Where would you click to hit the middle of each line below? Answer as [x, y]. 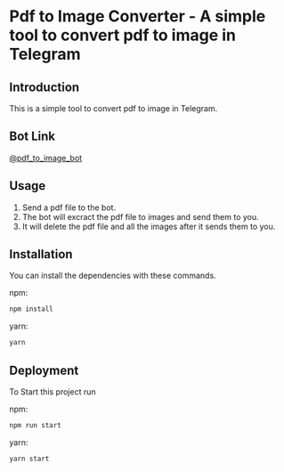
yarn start [29, 459]
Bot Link [32, 137]
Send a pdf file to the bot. [69, 208]
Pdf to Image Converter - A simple [138, 16]
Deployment [44, 370]
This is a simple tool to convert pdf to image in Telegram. [114, 108]
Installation [41, 254]
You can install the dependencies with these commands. [113, 276]
